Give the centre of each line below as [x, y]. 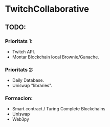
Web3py [21, 119]
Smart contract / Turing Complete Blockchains [59, 109]
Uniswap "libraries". [32, 86]
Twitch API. [23, 51]
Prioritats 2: [20, 70]
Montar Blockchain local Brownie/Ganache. [55, 57]
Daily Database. [28, 80]
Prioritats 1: [19, 41]
